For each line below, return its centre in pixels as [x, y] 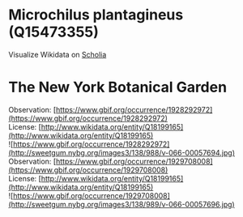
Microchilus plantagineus [96, 15]
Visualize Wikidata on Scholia [58, 54]
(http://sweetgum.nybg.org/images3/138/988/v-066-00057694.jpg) [122, 152]
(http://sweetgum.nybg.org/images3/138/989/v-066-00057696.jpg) [122, 204]
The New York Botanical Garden [118, 87]
